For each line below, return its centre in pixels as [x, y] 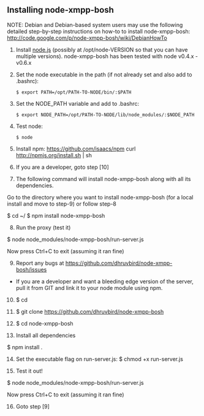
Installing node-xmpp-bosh [60, 10]
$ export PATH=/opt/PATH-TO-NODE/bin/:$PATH [74, 92]
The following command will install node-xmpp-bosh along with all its [103, 179]
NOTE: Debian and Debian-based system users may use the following [95, 24]
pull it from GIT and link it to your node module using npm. [89, 288]
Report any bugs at [40, 263]
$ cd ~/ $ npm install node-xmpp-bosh [56, 215]
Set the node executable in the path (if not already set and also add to [104, 74]
